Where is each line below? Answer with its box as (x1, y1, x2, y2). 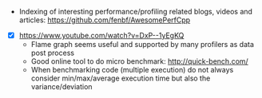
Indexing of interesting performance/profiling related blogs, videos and (18, 7, 253, 16)
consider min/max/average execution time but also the (30, 73, 211, 83)
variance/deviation (30, 82, 93, 92)
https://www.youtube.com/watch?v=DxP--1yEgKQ (18, 31, 185, 40)
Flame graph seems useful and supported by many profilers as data (30, 40, 255, 49)
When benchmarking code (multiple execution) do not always (30, 65, 234, 75)
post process (30, 48, 75, 58)
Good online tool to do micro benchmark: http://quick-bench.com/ (30, 57, 248, 66)
